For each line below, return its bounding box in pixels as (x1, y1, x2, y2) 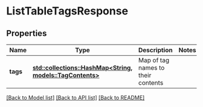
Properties (6, 28, 47, 38)
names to (138, 64, 165, 72)
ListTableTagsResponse (6, 4, 129, 18)
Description (138, 46, 173, 54)
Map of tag (138, 56, 170, 64)
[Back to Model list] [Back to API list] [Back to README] (6, 94, 145, 101)
